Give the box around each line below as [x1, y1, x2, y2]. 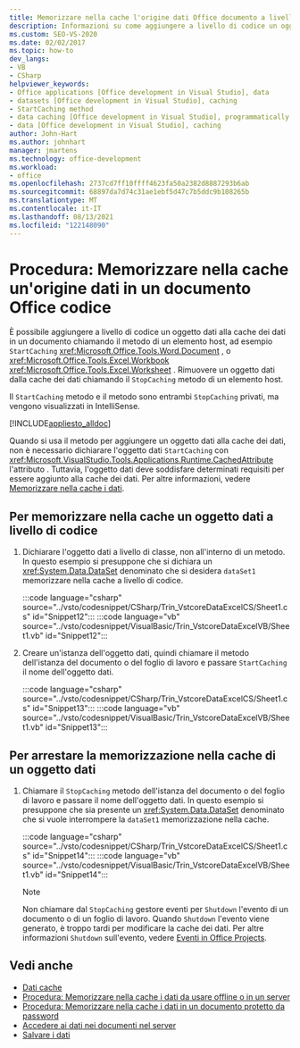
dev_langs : [9, 54, 50, 63]
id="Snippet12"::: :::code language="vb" [32, 611, 180, 622]
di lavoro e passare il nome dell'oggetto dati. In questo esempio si [21, 795, 264, 806]
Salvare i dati [21, 1029, 71, 1040]
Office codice [9, 297, 112, 317]
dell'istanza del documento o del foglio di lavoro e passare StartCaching [21, 658, 287, 668]
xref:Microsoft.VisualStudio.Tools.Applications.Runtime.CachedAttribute [9, 455, 274, 465]
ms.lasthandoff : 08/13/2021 [9, 212, 114, 222]
